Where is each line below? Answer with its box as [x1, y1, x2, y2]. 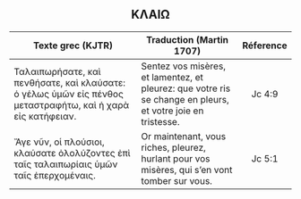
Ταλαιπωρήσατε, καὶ [13, 65, 101, 78]
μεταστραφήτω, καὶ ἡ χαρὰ [13, 98, 130, 111]
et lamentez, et [141, 70, 204, 83]
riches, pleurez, [141, 141, 206, 153]
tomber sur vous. [141, 174, 213, 187]
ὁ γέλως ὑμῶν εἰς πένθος [13, 87, 124, 100]
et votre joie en [141, 104, 204, 117]
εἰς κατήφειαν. [13, 110, 77, 122]
